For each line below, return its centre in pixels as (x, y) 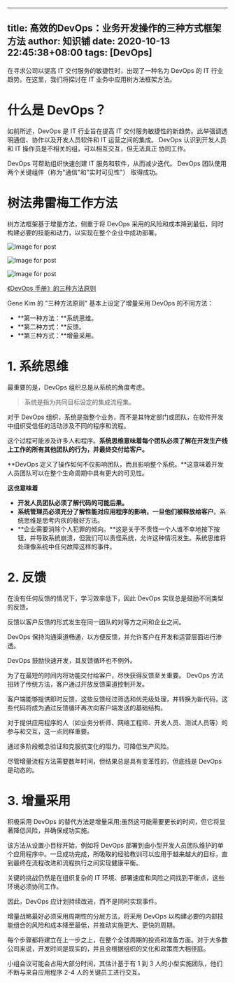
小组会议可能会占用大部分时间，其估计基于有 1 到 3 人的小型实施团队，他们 (115, 963)
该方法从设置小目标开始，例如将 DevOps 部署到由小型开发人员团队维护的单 (115, 845)
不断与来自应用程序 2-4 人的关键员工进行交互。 (76, 972)
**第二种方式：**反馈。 (51, 326)
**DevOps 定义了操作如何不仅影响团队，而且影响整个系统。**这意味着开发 (115, 464)
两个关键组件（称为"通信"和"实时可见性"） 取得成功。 (85, 172)
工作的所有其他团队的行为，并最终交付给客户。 (80, 449)
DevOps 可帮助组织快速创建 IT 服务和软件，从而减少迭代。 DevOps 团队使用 (117, 163)
